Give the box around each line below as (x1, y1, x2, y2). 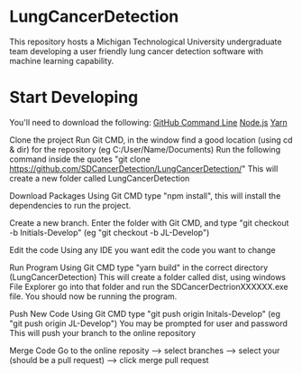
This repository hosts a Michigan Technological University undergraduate (9, 36, 282, 47)
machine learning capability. (9, 55, 114, 66)
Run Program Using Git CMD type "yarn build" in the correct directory (9, 262, 269, 273)
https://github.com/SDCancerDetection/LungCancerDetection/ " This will (9, 163, 279, 173)
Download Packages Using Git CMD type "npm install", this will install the (9, 190, 281, 201)
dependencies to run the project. (9, 200, 132, 210)
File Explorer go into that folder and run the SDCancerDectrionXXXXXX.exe (9, 281, 288, 292)
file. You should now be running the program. (9, 291, 178, 302)
